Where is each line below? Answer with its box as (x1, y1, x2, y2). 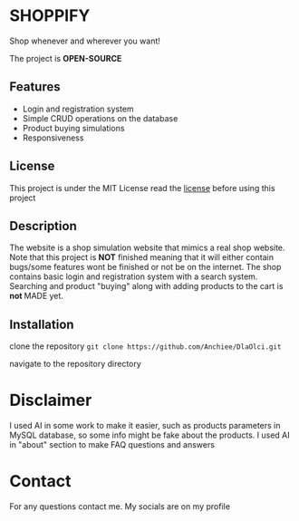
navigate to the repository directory (9, 359, 142, 370)
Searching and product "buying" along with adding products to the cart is (9, 281, 284, 292)
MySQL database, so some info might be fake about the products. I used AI (9, 429, 290, 440)
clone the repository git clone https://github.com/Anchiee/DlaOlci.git (9, 341, 282, 352)
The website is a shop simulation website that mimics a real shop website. (9, 242, 285, 254)
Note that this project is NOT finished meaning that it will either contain (9, 252, 275, 263)
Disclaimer (9, 391, 92, 410)
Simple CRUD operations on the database (22, 112, 178, 123)
